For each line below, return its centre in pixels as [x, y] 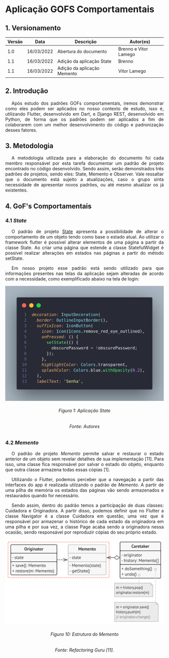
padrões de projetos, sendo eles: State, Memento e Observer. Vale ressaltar [84, 174]
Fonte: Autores [84, 426]
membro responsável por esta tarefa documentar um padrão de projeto [84, 163]
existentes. [17, 190]
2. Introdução [27, 91]
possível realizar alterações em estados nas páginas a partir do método [84, 253]
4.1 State [16, 220]
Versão [15, 41]
